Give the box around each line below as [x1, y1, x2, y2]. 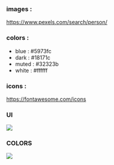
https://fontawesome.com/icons [6, 95, 87, 103]
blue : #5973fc [15, 47, 52, 54]
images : [6, 5, 32, 13]
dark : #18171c [15, 54, 50, 61]
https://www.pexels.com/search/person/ [6, 19, 108, 26]
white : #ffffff [15, 66, 48, 74]
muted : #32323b [15, 60, 59, 68]
